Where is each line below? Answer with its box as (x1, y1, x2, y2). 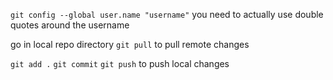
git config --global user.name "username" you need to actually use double (10, 9, 324, 20)
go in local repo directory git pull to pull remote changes (10, 39, 250, 50)
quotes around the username (10, 19, 130, 31)
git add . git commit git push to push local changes (10, 58, 230, 69)
